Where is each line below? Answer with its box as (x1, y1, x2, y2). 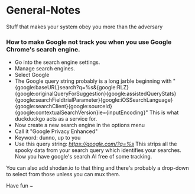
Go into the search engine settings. (14, 59, 100, 66)
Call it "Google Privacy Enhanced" (14, 128, 98, 135)
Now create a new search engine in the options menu (14, 122, 145, 129)
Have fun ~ (6, 182, 34, 189)
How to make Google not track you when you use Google (6, 38, 172, 46)
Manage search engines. (14, 65, 76, 72)
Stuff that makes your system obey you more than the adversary (6, 23, 163, 30)
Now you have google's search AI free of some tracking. (14, 153, 152, 160)
